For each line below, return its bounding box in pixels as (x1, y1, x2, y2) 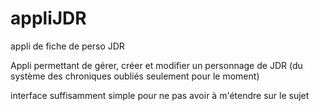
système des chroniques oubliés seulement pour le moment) (10, 70, 260, 82)
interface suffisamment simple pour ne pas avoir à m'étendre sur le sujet (10, 89, 310, 101)
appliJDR (10, 7, 87, 30)
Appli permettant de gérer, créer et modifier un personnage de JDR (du (10, 59, 303, 71)
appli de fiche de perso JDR (10, 40, 125, 52)
